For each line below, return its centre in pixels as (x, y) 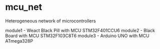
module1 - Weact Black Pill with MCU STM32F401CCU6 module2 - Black (80, 30)
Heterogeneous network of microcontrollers (51, 21)
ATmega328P (19, 41)
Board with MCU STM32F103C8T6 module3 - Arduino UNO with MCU (77, 36)
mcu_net (24, 7)
